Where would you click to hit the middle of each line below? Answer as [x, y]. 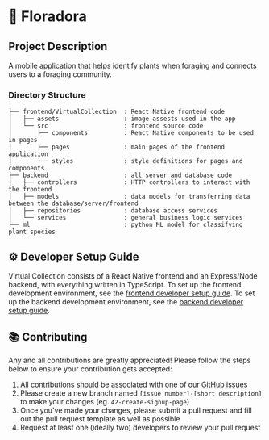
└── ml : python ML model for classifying [126, 225]
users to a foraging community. [60, 74]
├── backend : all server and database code [120, 176]
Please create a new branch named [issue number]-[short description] [141, 393]
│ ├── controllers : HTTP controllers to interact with [129, 182]
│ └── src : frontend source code [106, 126]
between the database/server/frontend [73, 204]
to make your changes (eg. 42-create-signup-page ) [105, 401]
